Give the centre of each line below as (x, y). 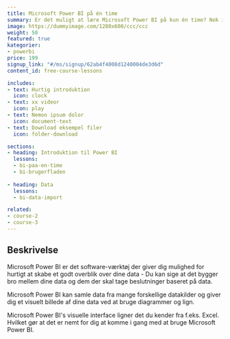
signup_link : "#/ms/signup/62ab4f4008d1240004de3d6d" (86, 64)
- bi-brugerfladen (40, 172)
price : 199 (23, 58)
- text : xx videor (33, 102)
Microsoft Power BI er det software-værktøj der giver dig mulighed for (106, 266)
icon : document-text (42, 121)
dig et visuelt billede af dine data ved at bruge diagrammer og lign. (101, 301)
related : (20, 210)
